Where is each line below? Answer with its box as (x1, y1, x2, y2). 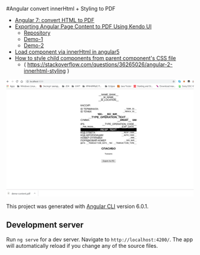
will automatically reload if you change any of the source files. (6, 242, 158, 249)
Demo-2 (23, 42, 45, 49)
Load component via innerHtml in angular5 (14, 48, 120, 55)
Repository (23, 29, 51, 36)
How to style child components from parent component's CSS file (14, 55, 176, 61)
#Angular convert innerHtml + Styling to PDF (6, 5, 116, 12)
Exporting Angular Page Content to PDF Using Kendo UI (14, 23, 152, 30)
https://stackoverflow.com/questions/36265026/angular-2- (27, 61, 173, 68)
